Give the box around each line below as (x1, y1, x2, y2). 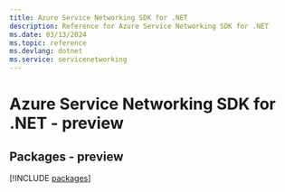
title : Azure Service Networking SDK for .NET (9, 13, 188, 23)
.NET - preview (9, 114, 124, 133)
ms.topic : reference (9, 38, 88, 48)
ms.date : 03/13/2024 (9, 30, 88, 39)
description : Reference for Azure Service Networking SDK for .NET (9, 22, 270, 31)
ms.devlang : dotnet (9, 47, 83, 56)
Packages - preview (9, 149, 124, 164)
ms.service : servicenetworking (9, 55, 128, 64)
